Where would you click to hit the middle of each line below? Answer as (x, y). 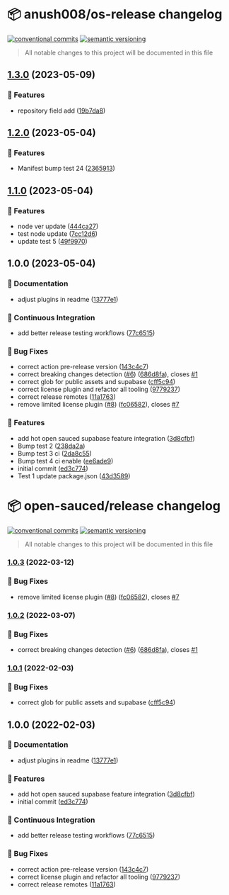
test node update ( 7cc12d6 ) (57, 234)
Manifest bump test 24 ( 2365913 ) (66, 169)
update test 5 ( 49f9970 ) (53, 241)
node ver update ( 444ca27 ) (58, 226)
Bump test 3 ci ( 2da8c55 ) (54, 453)
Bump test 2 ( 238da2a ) (51, 446)
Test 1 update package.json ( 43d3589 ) (74, 475)
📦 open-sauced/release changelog (114, 506)
